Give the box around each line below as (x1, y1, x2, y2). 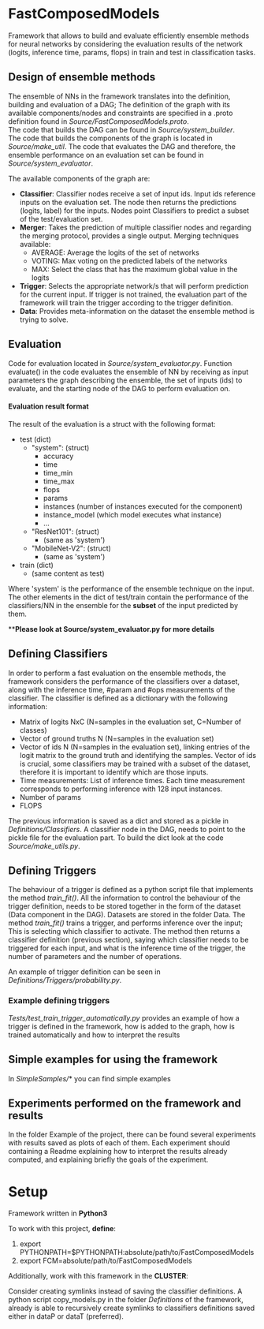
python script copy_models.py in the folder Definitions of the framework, (8, 1295, 244, 1305)
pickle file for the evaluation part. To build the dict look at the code (8, 833, 224, 842)
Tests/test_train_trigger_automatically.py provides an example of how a (8, 1013, 240, 1022)
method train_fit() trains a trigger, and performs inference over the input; (8, 918, 244, 928)
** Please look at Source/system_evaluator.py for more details (8, 624, 215, 633)
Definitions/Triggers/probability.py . (8, 976, 122, 985)
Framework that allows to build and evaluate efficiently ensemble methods (8, 31, 250, 40)
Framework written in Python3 (8, 1208, 108, 1219)
